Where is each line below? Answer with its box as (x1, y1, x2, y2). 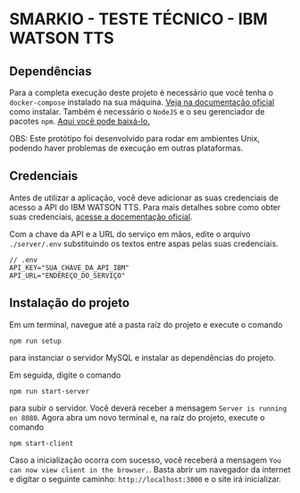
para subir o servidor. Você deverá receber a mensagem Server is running (9, 403, 287, 413)
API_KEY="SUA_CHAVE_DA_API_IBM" (9, 263, 129, 272)
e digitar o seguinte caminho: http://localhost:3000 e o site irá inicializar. (9, 473, 281, 484)
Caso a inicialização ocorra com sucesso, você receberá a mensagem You (9, 455, 281, 465)
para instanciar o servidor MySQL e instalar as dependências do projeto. (9, 352, 276, 362)
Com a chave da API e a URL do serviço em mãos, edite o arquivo (9, 228, 252, 239)
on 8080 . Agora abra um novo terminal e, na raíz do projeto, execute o (9, 412, 265, 422)
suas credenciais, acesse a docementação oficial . (9, 211, 194, 222)
